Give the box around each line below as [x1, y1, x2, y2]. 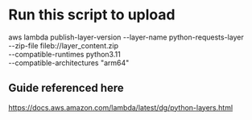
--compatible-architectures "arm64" [8, 58, 130, 68]
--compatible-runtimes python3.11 [8, 49, 121, 59]
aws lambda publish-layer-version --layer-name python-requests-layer [8, 32, 244, 42]
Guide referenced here [8, 81, 125, 95]
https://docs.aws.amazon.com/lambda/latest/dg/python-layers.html [8, 102, 233, 112]
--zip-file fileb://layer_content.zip [8, 40, 119, 50]
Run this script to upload [8, 6, 176, 24]
